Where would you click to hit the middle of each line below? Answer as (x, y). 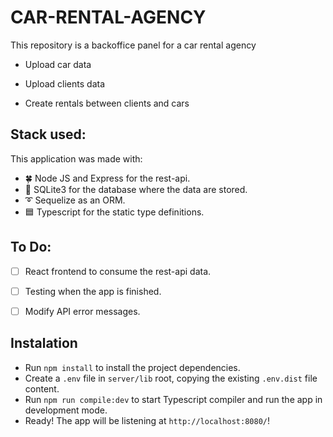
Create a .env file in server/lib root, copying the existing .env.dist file (171, 378)
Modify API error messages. (82, 311)
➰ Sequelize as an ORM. (75, 200)
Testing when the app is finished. (93, 291)
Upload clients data (65, 83)
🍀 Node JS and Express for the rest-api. (107, 178)
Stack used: (48, 134)
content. (42, 388)
